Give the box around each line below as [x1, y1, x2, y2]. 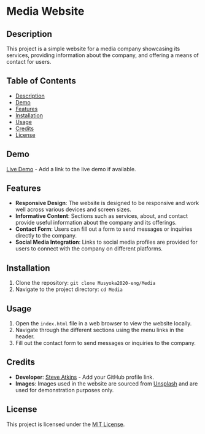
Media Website [6, 4, 85, 18]
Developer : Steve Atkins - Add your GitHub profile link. [15, 373, 155, 381]
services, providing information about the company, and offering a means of [6, 52, 199, 59]
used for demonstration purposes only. [15, 386, 114, 393]
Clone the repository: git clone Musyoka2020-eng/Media [15, 279, 156, 287]
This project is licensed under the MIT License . [6, 420, 125, 428]
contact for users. [6, 58, 52, 65]
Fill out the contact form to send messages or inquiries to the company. [15, 339, 196, 347]
